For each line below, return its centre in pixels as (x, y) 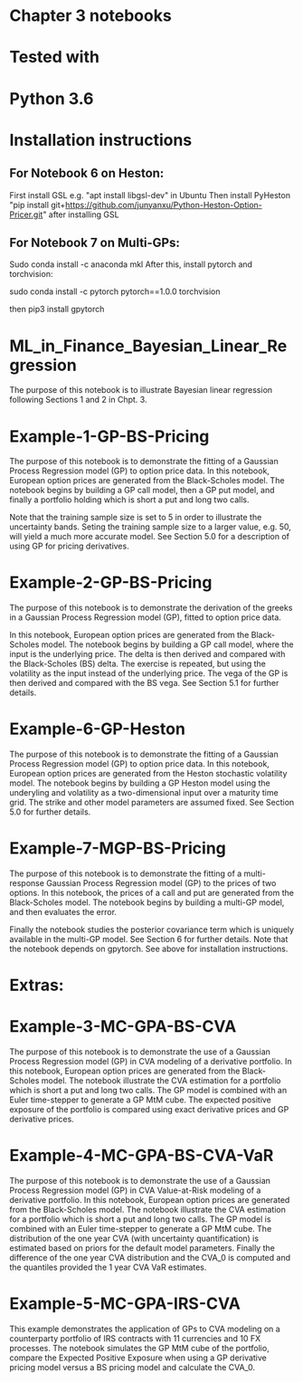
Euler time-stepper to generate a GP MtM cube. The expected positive (140, 1100)
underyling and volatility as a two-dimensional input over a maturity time (144, 793)
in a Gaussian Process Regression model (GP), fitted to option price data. (146, 617)
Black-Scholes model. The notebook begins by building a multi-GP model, (147, 902)
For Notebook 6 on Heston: (87, 173)
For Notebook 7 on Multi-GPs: (95, 242)
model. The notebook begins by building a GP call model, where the (167, 644)
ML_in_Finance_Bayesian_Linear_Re (148, 346)
